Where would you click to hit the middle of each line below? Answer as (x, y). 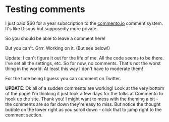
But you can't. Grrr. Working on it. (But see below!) (58, 48)
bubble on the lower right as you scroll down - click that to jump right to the (83, 109)
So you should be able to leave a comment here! (55, 38)
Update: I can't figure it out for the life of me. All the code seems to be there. (84, 58)
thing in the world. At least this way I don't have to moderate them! (74, 69)
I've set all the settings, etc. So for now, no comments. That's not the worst (83, 63)
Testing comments (45, 9)
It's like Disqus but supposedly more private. (51, 28)
